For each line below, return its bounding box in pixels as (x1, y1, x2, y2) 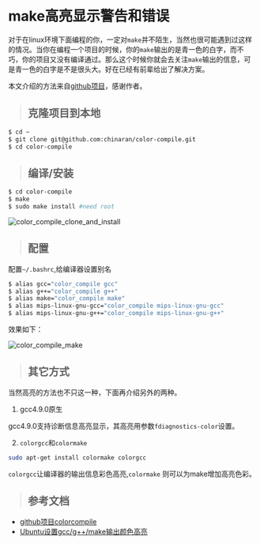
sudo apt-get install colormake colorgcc (8, 453, 147, 462)
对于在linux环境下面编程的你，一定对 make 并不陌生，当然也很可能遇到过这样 (8, 35, 253, 44)
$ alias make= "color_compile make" (8, 295, 126, 302)
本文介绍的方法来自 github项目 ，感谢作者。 (8, 81, 147, 91)
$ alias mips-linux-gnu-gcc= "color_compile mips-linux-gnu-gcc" (8, 302, 224, 310)
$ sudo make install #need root (8, 202, 115, 210)
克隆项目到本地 (27, 107, 101, 120)
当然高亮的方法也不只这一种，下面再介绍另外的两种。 (8, 388, 182, 397)
